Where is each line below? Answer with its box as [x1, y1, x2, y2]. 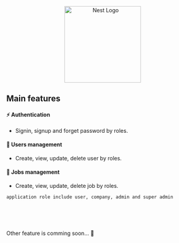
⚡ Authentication [6, 111, 51, 118]
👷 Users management [6, 141, 62, 148]
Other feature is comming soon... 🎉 [6, 230, 95, 237]
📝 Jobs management [6, 168, 60, 176]
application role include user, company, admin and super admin [6, 194, 174, 200]
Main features [6, 94, 61, 104]
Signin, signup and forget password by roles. [15, 127, 128, 134]
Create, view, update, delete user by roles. [15, 154, 122, 162]
